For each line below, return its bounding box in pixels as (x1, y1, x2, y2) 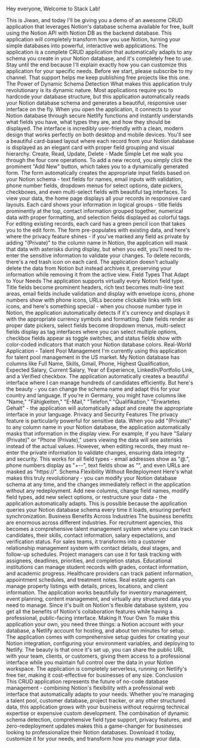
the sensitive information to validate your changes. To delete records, (20, 252, 191, 259)
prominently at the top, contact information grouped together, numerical (6, 208, 183, 214)
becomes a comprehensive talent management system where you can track (6, 525, 193, 532)
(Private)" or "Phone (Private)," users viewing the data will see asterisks (6, 436, 183, 443)
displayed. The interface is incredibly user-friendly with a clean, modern (6, 125, 184, 132)
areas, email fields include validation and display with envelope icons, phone (6, 290, 195, 297)
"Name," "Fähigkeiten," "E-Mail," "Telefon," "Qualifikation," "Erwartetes (6, 398, 180, 405)
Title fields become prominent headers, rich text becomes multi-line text (6, 284, 184, 291)
